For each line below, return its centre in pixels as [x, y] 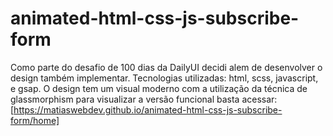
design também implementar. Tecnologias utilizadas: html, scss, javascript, [164, 78]
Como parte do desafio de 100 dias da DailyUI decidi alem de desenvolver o [166, 67]
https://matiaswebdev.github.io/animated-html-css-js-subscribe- [148, 109]
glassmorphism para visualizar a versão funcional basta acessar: [144, 99]
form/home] [35, 120]
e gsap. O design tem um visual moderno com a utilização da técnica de [159, 88]
